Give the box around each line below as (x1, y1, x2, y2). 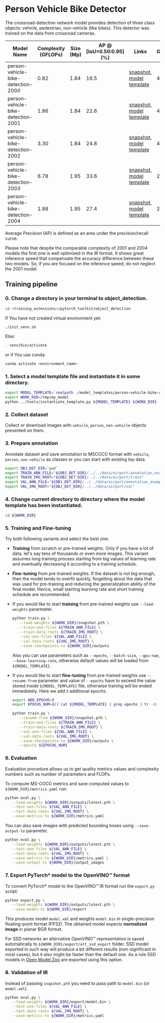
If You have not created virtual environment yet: (5, 315, 102, 321)
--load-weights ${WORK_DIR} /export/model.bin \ (11, 999, 111, 1005)
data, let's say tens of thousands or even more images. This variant (12, 550, 148, 557)
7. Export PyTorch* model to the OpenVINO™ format (5, 872, 130, 879)
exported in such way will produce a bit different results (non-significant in (5, 946, 156, 952)
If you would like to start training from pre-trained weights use (12, 601, 139, 607)
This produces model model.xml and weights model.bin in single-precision (5, 916, 155, 922)
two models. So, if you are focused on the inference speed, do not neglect (5, 260, 156, 266)
